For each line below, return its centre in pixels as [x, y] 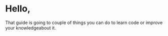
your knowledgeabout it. [31, 27]
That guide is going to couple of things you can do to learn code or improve [84, 22]
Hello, [18, 9]
